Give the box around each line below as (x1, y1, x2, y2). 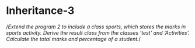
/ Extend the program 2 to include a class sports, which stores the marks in (6, 23, 186, 30)
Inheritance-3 (6, 4, 75, 17)
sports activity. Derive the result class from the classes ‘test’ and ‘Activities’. (6, 29, 190, 36)
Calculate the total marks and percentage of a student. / (6, 35, 141, 42)
